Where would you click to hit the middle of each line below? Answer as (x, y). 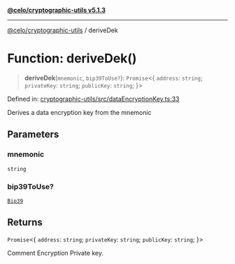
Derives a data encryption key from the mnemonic (79, 112)
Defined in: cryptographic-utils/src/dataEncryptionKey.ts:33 (93, 99)
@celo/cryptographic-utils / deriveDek (63, 30)
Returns (25, 222)
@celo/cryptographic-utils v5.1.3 (57, 10)
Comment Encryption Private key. (55, 253)
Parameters (33, 135)
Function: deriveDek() (72, 58)
